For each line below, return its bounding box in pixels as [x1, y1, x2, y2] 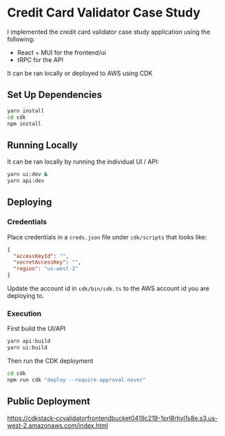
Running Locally [7, 139, 78, 151]
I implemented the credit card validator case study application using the [7, 28, 211, 36]
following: [7, 34, 35, 43]
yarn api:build [7, 338, 51, 345]
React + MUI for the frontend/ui [17, 48, 107, 57]
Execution [7, 308, 42, 318]
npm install [7, 120, 41, 127]
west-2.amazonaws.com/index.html [7, 421, 109, 429]
